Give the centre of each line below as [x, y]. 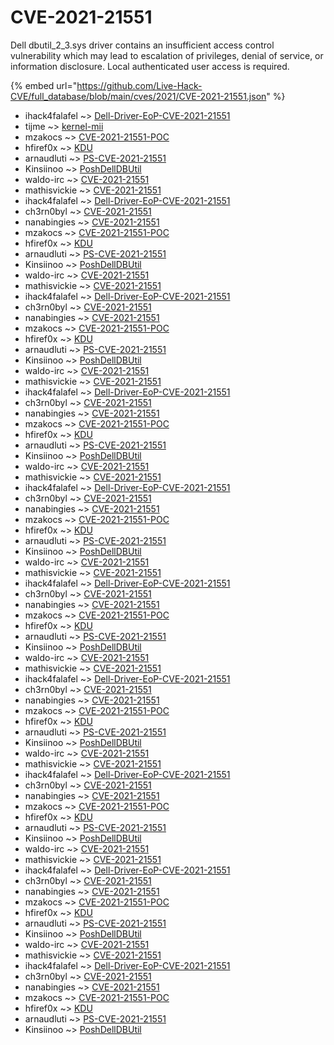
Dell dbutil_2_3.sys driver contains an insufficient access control [142, 45]
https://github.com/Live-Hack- [139, 85]
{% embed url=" [44, 85]
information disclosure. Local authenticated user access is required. [150, 66]
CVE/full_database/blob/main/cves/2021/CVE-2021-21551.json [138, 96]
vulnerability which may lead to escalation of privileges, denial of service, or [167, 55]
